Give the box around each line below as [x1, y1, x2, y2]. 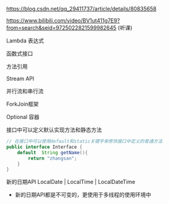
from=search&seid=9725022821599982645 [6, 24, 117, 31]
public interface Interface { [6, 144, 83, 150]
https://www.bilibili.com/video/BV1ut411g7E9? [6, 17, 120, 24]
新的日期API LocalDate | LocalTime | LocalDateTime [6, 178, 136, 186]
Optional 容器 [6, 114, 40, 120]
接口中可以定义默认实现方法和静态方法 [6, 126, 102, 133]
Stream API [6, 75, 35, 82]
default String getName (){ [17, 149, 88, 155]
